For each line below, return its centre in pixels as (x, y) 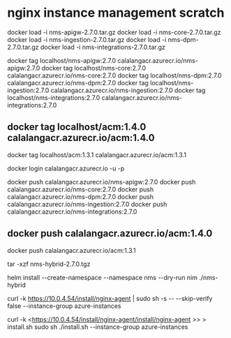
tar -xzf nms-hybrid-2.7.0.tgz (49, 264)
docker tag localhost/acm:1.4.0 (77, 127)
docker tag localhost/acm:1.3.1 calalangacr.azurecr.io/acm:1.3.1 (97, 154)
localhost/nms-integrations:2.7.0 (54, 97)
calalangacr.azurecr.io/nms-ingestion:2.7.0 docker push (87, 204)
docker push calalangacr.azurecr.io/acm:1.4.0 (110, 234)
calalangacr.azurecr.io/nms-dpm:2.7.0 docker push (80, 196)
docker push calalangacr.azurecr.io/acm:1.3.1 (72, 250)
